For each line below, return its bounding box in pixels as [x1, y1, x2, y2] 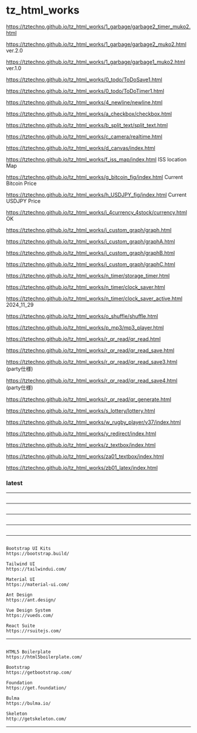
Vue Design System [6, 608, 51, 613]
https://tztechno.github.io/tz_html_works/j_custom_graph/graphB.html [6, 249, 175, 256]
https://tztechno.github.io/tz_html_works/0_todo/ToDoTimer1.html [6, 87, 164, 94]
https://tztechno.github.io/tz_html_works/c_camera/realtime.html [6, 133, 162, 140]
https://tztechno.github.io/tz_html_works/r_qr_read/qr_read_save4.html [6, 377, 178, 384]
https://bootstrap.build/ [6, 551, 69, 557]
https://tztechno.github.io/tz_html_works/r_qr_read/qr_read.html [6, 335, 161, 342]
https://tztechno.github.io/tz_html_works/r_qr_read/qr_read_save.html [6, 347, 175, 354]
